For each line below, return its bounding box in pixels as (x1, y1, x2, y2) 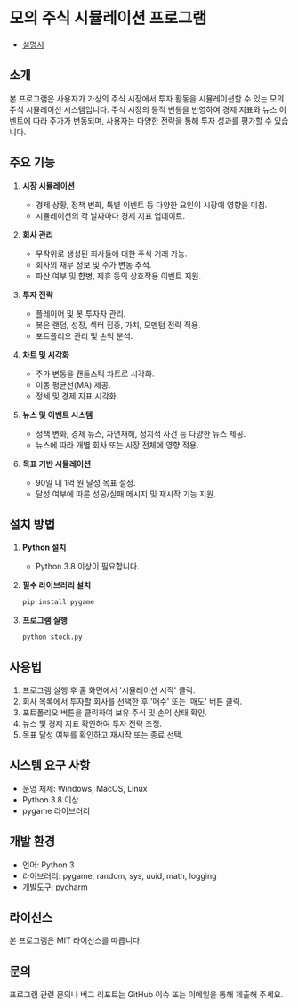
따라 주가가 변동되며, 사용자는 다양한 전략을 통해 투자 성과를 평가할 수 (32, 115, 273, 125)
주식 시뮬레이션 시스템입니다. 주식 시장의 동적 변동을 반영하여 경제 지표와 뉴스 (9, 104, 278, 115)
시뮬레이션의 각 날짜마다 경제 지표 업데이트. (35, 210, 186, 221)
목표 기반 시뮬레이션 (21, 458, 92, 469)
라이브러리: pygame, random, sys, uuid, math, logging (21, 870, 217, 881)
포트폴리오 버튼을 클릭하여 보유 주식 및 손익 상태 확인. (21, 706, 207, 717)
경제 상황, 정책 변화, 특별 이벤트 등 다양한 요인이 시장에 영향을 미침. (35, 199, 268, 210)
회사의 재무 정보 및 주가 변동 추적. (35, 259, 152, 270)
